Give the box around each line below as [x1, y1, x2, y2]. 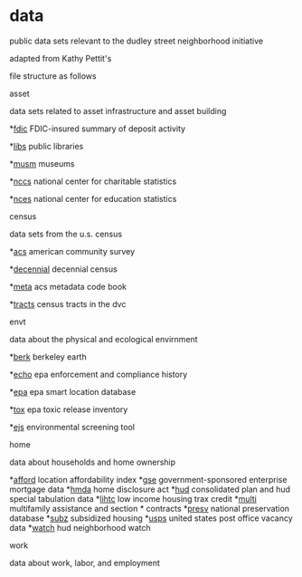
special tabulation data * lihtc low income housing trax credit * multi [9, 493, 258, 504]
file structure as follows [9, 70, 97, 82]
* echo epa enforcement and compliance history [9, 369, 188, 380]
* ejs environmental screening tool [9, 421, 136, 432]
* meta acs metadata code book [9, 281, 127, 292]
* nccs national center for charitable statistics [9, 176, 177, 187]
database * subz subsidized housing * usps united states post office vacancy [9, 513, 294, 524]
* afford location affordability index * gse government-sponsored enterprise [9, 474, 288, 485]
